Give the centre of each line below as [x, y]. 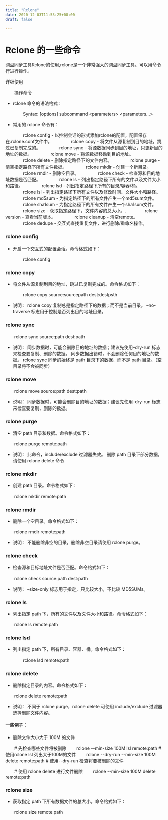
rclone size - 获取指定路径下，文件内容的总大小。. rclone [90, 211]
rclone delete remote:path [41, 696]
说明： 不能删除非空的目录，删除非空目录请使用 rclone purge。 [78, 543]
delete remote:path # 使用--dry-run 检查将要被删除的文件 [64, 761]
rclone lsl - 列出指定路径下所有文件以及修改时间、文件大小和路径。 [92, 192]
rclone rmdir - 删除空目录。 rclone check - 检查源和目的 [89, 173]
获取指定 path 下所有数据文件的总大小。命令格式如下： [69, 802]
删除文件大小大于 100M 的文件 [44, 737]
